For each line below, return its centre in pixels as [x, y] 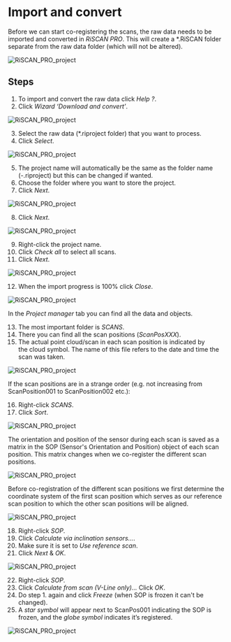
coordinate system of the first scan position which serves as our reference [115, 496]
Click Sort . [33, 412]
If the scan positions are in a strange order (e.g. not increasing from [105, 384]
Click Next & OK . [42, 552]
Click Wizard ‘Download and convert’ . [73, 106]
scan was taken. [42, 357]
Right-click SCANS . [46, 405]
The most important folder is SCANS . [71, 327]
